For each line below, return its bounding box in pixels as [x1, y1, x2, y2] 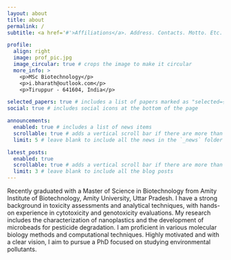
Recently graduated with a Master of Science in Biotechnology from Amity [7, 187, 217, 195]
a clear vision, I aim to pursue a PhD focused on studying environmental [7, 238, 211, 246]
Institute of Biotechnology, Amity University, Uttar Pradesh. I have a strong [7, 194, 218, 202]
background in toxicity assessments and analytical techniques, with [7, 202, 199, 209]
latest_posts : [7, 149, 48, 156]
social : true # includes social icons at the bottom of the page [7, 105, 198, 112]
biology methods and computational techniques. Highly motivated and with [7, 231, 220, 239]
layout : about [7, 10, 48, 17]
